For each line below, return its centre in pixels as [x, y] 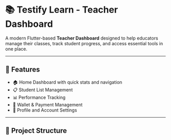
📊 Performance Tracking [39, 97]
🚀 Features [23, 70]
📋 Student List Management [42, 90]
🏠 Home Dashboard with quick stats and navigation [67, 82]
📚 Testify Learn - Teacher [62, 10]
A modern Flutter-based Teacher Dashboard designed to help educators [82, 38]
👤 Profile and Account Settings [45, 110]
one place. [16, 49]
